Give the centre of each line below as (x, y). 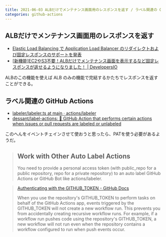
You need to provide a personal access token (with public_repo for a (87, 168)
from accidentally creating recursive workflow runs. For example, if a (87, 213)
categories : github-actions (34, 14)
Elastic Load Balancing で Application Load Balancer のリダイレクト (81, 49)
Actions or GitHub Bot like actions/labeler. (60, 178)
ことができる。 (20, 84)
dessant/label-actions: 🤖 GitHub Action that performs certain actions (82, 118)
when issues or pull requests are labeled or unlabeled (67, 124)
